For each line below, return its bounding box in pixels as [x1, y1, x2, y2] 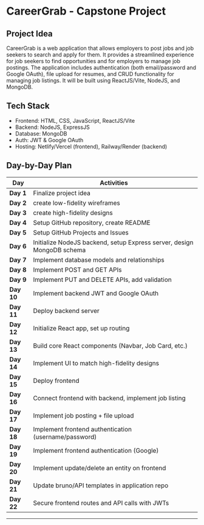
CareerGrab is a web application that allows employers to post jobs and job [6, 44, 194, 52]
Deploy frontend [33, 376, 80, 385]
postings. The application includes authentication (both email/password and [6, 64, 196, 71]
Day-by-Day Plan [6, 160, 72, 171]
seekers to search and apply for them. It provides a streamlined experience [6, 51, 194, 58]
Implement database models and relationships [33, 255, 165, 264]
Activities [100, 178, 129, 187]
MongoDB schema [33, 245, 86, 254]
